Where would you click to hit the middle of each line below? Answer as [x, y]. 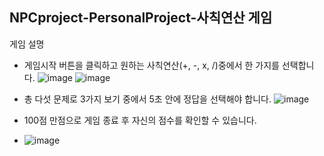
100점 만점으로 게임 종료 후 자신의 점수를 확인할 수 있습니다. [140, 120]
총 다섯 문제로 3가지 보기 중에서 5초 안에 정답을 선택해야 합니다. [147, 99]
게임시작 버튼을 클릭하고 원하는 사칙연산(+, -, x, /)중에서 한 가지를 [151, 65]
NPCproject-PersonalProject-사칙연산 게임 [141, 18]
